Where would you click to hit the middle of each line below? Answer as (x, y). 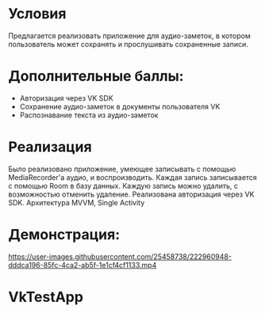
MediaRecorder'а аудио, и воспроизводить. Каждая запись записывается (133, 177)
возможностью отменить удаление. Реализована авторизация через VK (131, 194)
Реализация (50, 147)
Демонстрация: (64, 235)
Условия (37, 14)
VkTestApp (46, 297)
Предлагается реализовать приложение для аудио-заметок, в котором (130, 36)
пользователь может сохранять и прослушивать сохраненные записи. (128, 44)
